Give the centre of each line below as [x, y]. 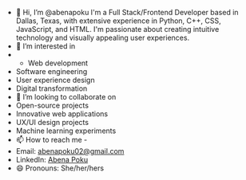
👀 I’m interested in [46, 46]
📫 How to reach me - [52, 140]
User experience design [55, 80]
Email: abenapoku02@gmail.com [70, 151]
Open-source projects [52, 105]
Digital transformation [52, 88]
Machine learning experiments [66, 131]
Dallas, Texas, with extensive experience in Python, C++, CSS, [118, 21]
